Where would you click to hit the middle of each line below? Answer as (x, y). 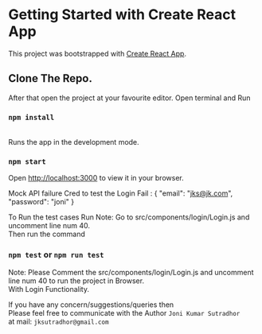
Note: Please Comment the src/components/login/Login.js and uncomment (131, 272)
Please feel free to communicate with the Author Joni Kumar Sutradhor (124, 313)
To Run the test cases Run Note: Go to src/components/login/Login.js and (129, 217)
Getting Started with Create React (122, 15)
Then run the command (47, 234)
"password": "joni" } (41, 202)
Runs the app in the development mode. (74, 142)
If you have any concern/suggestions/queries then (91, 305)
